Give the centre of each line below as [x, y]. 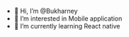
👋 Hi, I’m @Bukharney [46, 11]
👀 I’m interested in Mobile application [68, 18]
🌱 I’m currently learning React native [67, 26]
